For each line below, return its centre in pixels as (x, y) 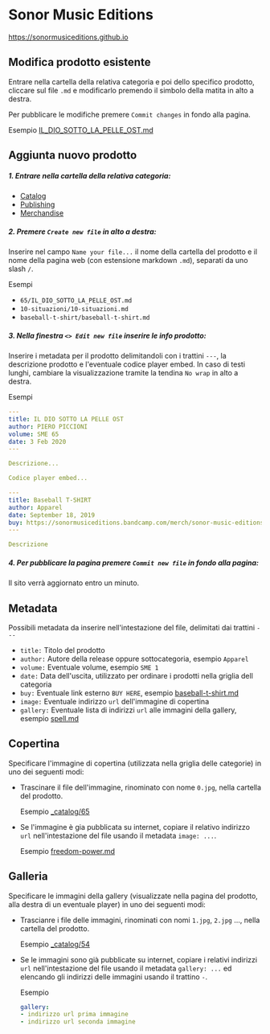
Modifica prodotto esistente (80, 62)
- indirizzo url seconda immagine (78, 1022)
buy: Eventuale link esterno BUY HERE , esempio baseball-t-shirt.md (129, 692)
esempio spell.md (49, 718)
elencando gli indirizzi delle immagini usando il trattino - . (113, 977)
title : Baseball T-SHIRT (50, 500)
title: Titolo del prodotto (63, 650)
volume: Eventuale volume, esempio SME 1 (89, 667)
